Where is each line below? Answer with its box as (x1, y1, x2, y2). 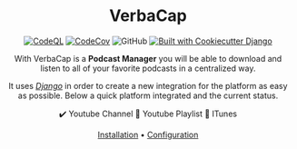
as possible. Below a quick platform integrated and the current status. (17, 90, 279, 101)
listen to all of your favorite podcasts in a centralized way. (40, 63, 256, 74)
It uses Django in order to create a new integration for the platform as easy (8, 80, 288, 91)
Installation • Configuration (97, 129, 199, 140)
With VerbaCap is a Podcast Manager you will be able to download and (14, 53, 282, 64)
